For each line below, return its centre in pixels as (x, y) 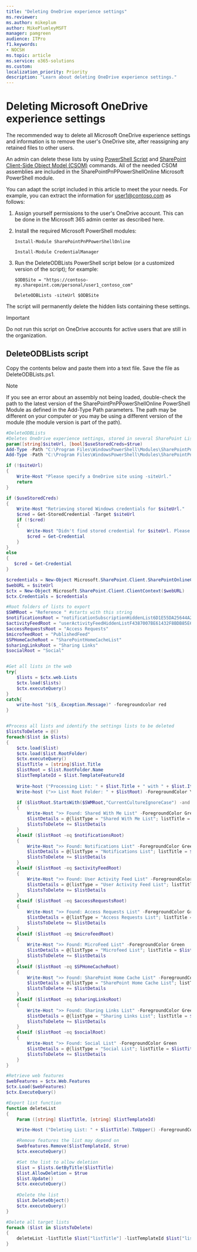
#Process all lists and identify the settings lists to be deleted (90, 726)
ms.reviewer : (22, 17)
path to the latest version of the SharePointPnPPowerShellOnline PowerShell (98, 403)
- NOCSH (16, 50)
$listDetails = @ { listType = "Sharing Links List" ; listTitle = (107, 1016)
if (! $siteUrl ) (25, 466)
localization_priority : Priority (47, 72)
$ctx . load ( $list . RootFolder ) (52, 753)
